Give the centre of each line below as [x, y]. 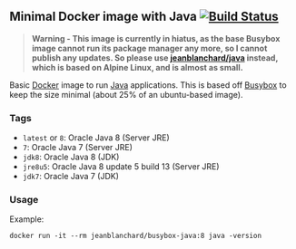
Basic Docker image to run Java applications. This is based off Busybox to [148, 85]
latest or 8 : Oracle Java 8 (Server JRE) [96, 138]
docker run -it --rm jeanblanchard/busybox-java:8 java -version [135, 236]
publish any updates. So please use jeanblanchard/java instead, [155, 57]
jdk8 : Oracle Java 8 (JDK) [71, 157]
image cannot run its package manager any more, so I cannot [149, 48]
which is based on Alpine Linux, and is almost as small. [137, 67]
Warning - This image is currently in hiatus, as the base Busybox [156, 38]
